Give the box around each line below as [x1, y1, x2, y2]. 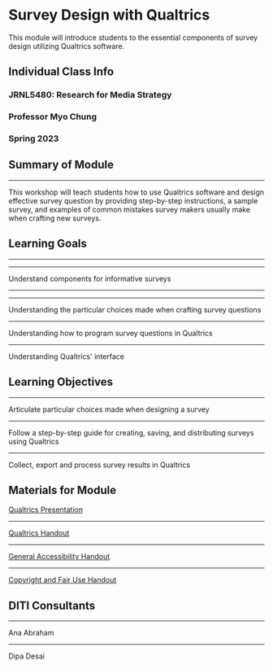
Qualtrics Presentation [8, 505, 84, 514]
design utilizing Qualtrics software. [8, 41, 125, 50]
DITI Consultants [8, 598, 96, 612]
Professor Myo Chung [8, 111, 97, 123]
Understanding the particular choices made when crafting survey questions [8, 304, 262, 314]
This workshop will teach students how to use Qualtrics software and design [8, 187, 265, 197]
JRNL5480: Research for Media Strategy [8, 90, 172, 101]
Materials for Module [8, 483, 116, 497]
